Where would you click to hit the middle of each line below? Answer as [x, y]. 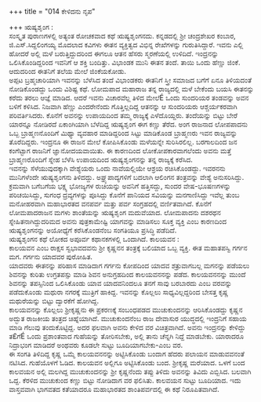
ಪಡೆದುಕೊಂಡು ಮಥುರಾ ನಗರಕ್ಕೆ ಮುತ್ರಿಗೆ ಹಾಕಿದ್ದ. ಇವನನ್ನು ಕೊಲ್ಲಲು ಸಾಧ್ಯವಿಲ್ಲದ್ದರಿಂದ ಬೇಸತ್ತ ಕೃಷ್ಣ [119, 292]
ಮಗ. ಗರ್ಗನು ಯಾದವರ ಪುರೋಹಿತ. [51, 257]
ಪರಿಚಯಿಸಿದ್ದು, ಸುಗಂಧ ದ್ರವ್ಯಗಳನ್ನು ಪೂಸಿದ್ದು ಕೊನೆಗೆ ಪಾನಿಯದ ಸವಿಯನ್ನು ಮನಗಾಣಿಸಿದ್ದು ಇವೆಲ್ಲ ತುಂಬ [124, 195]
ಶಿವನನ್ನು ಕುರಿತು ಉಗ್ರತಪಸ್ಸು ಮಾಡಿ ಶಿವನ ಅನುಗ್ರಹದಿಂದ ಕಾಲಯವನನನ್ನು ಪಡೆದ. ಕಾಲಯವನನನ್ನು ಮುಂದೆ [127, 274]
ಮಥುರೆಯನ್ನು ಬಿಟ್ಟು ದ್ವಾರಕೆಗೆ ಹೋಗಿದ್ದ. [54, 301]
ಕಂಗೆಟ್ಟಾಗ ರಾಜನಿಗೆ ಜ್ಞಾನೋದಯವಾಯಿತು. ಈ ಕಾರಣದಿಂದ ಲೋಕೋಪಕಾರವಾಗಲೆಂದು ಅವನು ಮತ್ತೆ [120, 151]
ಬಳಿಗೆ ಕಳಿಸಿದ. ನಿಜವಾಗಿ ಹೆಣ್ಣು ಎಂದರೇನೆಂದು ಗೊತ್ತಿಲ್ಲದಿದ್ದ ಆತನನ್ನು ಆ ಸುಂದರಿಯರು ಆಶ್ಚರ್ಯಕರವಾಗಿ [123, 106]
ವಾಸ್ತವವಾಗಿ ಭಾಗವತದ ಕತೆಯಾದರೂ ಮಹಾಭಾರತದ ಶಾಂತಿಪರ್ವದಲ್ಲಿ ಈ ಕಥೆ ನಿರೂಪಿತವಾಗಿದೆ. [114, 389]
